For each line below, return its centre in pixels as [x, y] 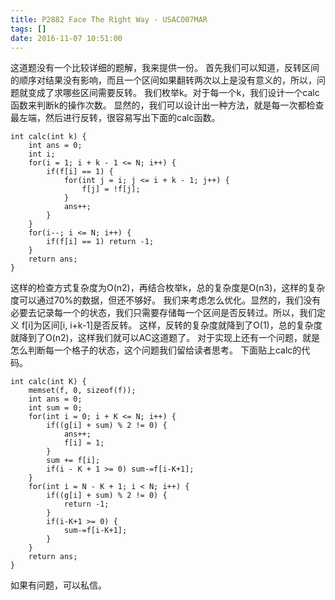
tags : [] [28, 29]
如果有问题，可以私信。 [58, 585]
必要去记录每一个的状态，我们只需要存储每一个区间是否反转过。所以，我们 [163, 313]
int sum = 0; [55, 408]
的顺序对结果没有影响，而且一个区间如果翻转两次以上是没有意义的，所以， [163, 80]
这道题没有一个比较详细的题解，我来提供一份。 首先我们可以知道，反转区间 [165, 68]
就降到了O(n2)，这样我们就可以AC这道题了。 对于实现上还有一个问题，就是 [165, 338]
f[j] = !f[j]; [111, 189]
